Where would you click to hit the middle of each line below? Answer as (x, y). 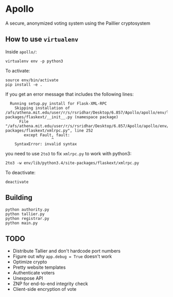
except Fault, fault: (47, 135)
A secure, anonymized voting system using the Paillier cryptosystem (78, 23)
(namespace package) (96, 117)
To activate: (18, 70)
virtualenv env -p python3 (34, 61)
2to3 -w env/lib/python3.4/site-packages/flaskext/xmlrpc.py (72, 163)
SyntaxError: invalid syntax (46, 144)
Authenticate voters (34, 273)
